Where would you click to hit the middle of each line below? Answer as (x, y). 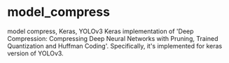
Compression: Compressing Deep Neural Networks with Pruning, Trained (113, 38)
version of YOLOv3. (36, 53)
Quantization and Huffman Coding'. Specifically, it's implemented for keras (115, 46)
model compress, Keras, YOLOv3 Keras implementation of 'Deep (100, 31)
